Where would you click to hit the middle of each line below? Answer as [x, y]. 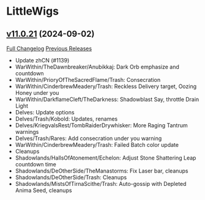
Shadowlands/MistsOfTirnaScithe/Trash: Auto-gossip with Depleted [101, 184]
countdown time [35, 164]
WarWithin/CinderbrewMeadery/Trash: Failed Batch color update [97, 145]
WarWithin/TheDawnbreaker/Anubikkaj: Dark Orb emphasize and [97, 67]
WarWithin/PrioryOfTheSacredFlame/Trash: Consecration [88, 80]
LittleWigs [33, 11]
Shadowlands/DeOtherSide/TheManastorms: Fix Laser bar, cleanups [102, 171]
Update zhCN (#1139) [42, 60]
